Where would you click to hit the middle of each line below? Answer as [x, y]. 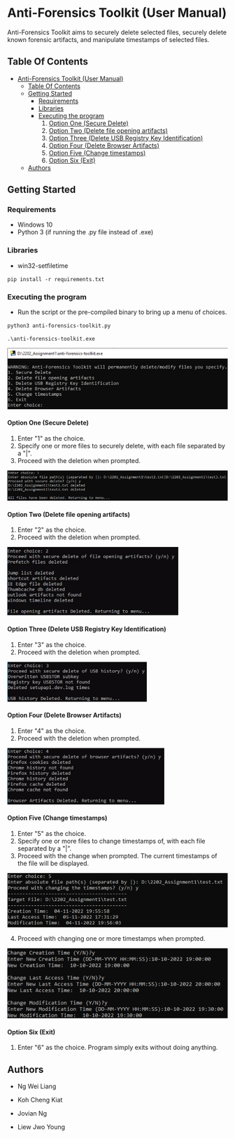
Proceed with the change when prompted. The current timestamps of [117, 856]
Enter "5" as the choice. [51, 834]
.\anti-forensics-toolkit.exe [51, 339]
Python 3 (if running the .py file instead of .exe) [85, 232]
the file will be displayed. [53, 863]
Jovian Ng [32, 1114]
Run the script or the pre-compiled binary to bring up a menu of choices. [122, 312]
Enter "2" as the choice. [52, 530]
